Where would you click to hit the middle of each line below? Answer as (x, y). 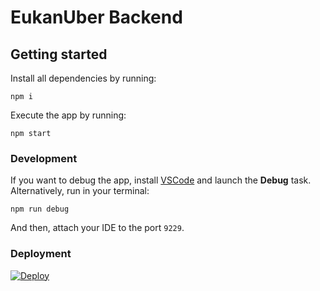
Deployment (41, 254)
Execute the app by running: (68, 115)
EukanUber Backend (96, 17)
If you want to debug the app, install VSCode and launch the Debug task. (161, 180)
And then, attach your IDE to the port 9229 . (97, 228)
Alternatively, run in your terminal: (80, 191)
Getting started (59, 54)
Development (44, 158)
